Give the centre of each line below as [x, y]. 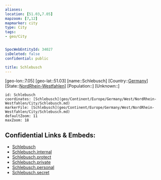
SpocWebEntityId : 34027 [29, 49]
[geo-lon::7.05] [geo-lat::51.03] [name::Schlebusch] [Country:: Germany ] [77, 81]
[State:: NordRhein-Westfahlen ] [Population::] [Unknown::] [62, 86]
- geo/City [16, 37]
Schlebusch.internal [32, 152]
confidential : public [27, 59]
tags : [10, 32]
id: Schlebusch [20, 95]
